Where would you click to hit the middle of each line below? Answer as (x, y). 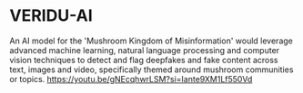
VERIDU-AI (51, 16)
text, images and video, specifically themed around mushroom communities (151, 70)
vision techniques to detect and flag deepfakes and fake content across (144, 60)
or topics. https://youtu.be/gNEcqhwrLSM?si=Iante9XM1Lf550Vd (131, 79)
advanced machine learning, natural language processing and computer (145, 50)
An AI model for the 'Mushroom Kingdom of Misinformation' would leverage (151, 41)
